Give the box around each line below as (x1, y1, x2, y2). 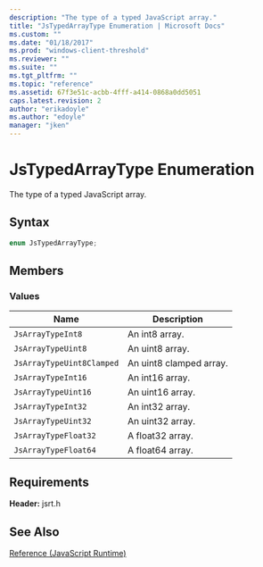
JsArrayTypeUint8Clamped (13, 358, 119, 369)
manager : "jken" (9, 121, 70, 130)
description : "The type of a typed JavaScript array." (9, 13, 218, 22)
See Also (9, 524, 60, 539)
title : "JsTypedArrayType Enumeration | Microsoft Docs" (9, 21, 226, 30)
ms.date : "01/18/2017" (9, 38, 94, 47)
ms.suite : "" (9, 63, 58, 72)
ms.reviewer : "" (9, 54, 70, 63)
